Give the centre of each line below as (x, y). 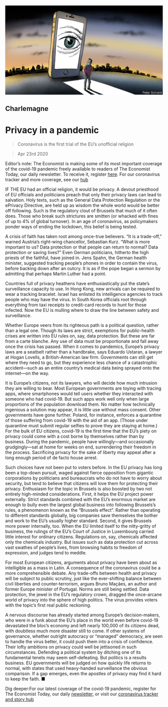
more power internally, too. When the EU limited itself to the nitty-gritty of (81, 526)
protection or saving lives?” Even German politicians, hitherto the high (77, 252)
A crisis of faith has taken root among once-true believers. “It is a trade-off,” (83, 236)
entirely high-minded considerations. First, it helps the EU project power (79, 494)
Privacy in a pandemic (52, 130)
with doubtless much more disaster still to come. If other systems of (75, 631)
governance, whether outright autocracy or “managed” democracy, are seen (84, 636)
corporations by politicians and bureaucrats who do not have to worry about (84, 478)
